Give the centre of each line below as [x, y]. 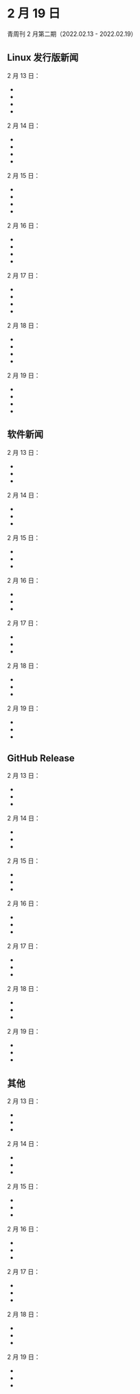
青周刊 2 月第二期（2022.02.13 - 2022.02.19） [72, 34]
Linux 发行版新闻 [43, 58]
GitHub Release [41, 758]
